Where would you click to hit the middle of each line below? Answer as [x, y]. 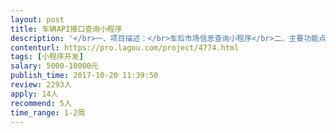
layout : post [37, 19]
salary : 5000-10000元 [54, 66]
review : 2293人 [41, 85]
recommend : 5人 [41, 103]
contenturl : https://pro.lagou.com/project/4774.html [125, 47]
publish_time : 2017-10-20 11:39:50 [84, 76]
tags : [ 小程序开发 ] [47, 57]
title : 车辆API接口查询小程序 [66, 29]
